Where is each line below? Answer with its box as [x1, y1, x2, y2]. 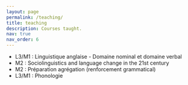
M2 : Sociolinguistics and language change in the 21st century [14, 59, 170, 66]
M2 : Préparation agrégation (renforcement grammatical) [14, 66, 156, 72]
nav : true [6, 31, 31, 37]
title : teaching [6, 20, 47, 26]
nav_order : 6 [6, 37, 39, 42]
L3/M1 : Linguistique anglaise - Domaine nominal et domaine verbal [14, 53, 182, 60]
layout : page [6, 8, 39, 15]
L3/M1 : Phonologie [14, 72, 63, 79]
